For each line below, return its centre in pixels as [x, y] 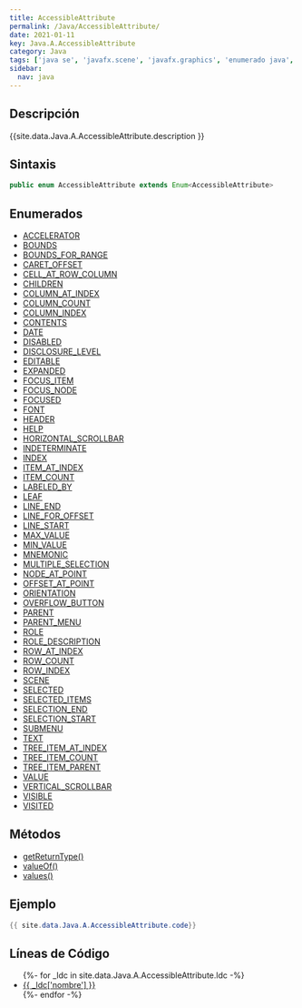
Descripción [44, 114]
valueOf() [40, 866]
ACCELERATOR [51, 236]
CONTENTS [45, 323]
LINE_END [42, 507]
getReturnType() [53, 856]
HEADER [39, 419]
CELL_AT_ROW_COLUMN [70, 275]
